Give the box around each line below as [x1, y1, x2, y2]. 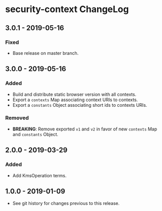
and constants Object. [12, 131, 59, 137]
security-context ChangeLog [5, 4, 129, 15]
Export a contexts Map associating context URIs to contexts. [12, 97, 138, 103]
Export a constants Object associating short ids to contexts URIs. [12, 102, 147, 108]
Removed [5, 114, 29, 121]
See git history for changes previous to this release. [12, 200, 120, 206]
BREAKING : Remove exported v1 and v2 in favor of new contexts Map [12, 126, 157, 132]
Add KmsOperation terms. [12, 172, 67, 178]
